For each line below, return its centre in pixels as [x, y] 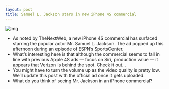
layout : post [19, 10]
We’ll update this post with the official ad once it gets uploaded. [78, 75]
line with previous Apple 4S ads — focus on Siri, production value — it [85, 59]
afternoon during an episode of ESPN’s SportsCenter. [68, 49]
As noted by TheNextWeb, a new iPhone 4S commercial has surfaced [85, 38]
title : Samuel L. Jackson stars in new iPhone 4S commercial [71, 14]
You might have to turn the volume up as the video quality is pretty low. [86, 70]
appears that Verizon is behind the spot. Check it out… [69, 65]
